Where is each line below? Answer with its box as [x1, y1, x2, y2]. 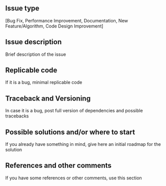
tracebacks [5, 113, 29, 119]
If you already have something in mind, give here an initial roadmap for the [5, 141, 161, 147]
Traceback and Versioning [5, 94, 91, 103]
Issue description [5, 38, 62, 46]
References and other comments [5, 161, 112, 170]
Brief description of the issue [5, 51, 66, 57]
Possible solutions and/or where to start [5, 128, 135, 136]
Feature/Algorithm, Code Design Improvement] [5, 23, 103, 29]
